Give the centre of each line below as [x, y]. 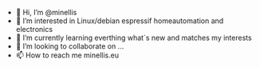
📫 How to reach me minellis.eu [67, 55]
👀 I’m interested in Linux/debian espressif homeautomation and [120, 21]
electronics [34, 29]
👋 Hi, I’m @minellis [46, 12]
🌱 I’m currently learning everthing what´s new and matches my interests [134, 37]
